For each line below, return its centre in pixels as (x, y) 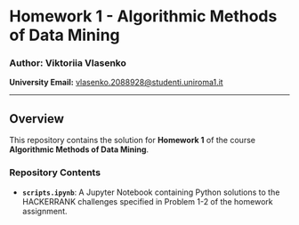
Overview (37, 119)
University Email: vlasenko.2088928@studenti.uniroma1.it (117, 83)
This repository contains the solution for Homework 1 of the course (133, 141)
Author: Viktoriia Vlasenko (68, 63)
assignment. (44, 211)
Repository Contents (55, 173)
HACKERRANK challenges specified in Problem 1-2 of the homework (147, 201)
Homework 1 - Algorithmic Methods (143, 16)
